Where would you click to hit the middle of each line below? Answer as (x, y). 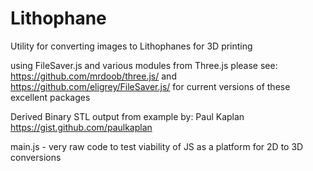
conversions (36, 157)
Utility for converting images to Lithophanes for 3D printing (131, 46)
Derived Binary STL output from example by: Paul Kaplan (127, 116)
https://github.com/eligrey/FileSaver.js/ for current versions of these (150, 86)
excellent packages (50, 97)
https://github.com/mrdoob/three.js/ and (93, 76)
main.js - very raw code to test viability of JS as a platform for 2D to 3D (157, 146)
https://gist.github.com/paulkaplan (81, 127)
